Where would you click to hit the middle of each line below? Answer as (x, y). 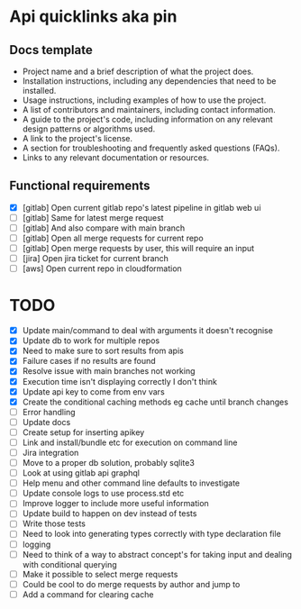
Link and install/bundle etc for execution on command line (130, 442)
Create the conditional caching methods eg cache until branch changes (155, 402)
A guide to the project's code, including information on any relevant (147, 119)
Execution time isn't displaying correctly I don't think (120, 381)
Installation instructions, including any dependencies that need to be (149, 81)
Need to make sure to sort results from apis (103, 351)
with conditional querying (69, 564)
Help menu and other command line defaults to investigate (131, 483)
